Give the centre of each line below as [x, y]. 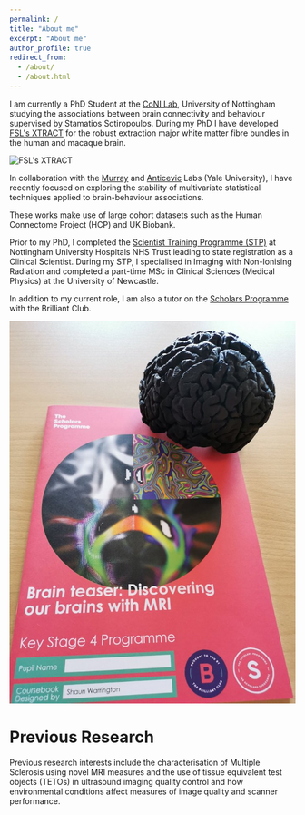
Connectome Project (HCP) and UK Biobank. [93, 224]
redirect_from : [38, 58]
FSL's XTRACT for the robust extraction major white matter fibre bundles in [149, 133]
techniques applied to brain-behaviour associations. [107, 197]
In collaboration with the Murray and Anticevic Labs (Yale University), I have [151, 178]
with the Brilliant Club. [50, 308]
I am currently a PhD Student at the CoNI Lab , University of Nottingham [143, 104]
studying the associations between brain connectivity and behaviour [138, 113]
